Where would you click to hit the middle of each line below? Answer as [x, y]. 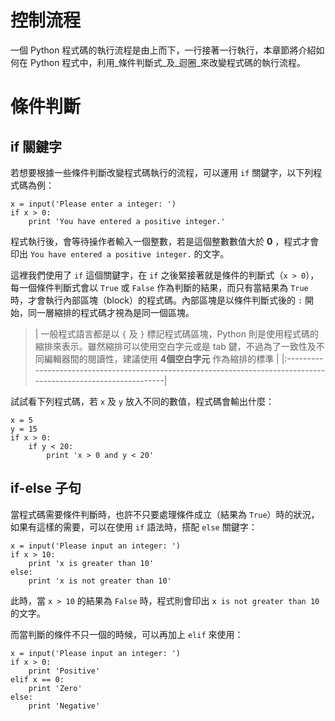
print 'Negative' [64, 706]
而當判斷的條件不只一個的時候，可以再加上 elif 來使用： [127, 634]
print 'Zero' [55, 688]
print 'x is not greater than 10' [100, 581]
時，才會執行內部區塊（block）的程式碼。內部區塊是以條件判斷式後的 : [156, 300]
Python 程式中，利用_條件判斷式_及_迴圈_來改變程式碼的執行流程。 [167, 62]
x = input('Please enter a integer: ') [93, 204]
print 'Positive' [64, 671]
